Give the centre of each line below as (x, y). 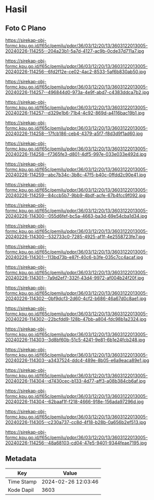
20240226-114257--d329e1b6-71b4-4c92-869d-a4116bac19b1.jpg (75, 113)
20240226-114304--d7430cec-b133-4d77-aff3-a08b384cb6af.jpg (75, 381)
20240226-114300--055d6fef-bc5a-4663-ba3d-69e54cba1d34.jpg (76, 216)
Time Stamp (22, 482)
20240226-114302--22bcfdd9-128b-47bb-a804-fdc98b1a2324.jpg (76, 319)
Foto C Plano (26, 28)
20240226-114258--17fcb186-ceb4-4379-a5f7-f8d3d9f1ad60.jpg (74, 134)
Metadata (21, 459)
